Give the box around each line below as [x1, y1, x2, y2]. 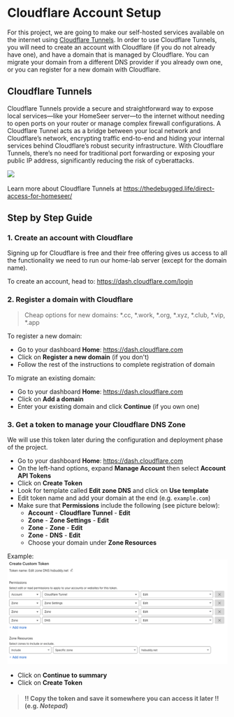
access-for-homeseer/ [7, 191, 73, 200]
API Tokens [17, 471, 52, 480]
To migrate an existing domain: [7, 373, 96, 382]
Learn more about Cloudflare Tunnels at [7, 184, 122, 193]
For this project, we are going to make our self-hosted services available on [7, 28, 225, 36]
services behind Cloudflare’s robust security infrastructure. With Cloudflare [7, 141, 224, 150]
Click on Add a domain [17, 394, 84, 403]
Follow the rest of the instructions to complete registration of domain [17, 360, 215, 368]
